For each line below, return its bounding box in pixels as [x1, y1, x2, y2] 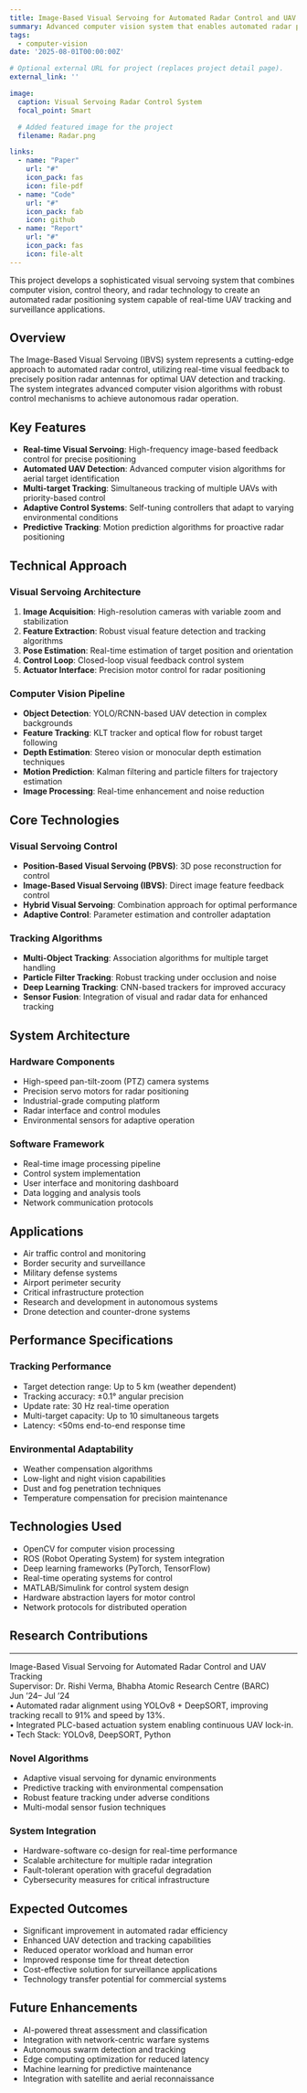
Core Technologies [9, 812, 121, 828]
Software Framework [9, 1137, 105, 1150]
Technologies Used [9, 1519, 122, 1534]
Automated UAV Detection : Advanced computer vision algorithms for [22, 464, 286, 475]
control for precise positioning [22, 454, 137, 465]
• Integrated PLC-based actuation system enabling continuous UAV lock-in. [9, 1719, 294, 1730]
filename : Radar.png [17, 131, 96, 140]
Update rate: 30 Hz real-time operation [22, 1400, 170, 1411]
